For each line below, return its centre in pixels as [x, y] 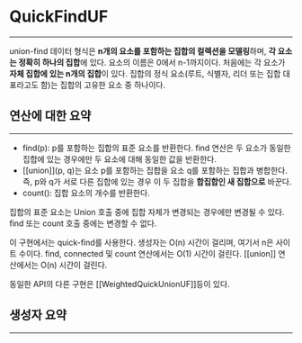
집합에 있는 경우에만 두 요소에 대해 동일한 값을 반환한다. [120, 158]
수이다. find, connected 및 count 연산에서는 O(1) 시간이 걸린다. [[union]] [147, 253]
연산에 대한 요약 [50, 116]
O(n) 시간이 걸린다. [74, 265]
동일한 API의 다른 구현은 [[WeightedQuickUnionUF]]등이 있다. [120, 284]
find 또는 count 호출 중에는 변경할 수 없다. [83, 223]
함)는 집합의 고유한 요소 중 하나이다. [103, 85]
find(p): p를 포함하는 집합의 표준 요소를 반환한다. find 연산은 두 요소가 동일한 [156, 148]
